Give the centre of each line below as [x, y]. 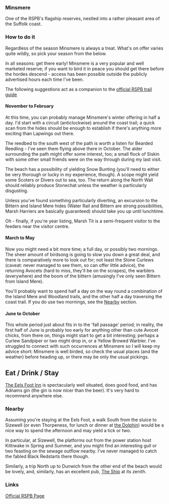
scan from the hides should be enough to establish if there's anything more [83, 128]
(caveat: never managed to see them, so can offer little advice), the [75, 265]
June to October [23, 313]
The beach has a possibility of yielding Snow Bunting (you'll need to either [82, 169]
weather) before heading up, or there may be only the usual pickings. [77, 357]
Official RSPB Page [25, 496]
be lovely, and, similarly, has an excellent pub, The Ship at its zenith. [76, 472]
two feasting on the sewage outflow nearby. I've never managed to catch [81, 451]
